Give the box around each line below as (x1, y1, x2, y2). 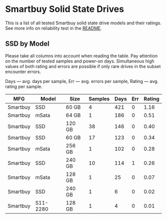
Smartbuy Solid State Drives (5, 3, 124, 15)
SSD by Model (5, 40, 50, 48)
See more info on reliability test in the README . (5, 25, 102, 31)
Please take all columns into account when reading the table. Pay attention (5, 53, 158, 59)
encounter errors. (5, 69, 41, 74)
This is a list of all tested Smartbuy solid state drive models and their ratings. (5, 20, 162, 26)
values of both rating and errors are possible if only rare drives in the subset (5, 63, 161, 69)
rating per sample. (5, 83, 43, 89)
